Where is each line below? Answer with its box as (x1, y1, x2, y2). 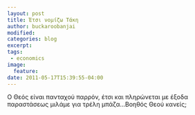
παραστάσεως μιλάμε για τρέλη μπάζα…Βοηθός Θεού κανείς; (7, 101, 187, 109)
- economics (10, 55, 45, 62)
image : (7, 61, 26, 68)
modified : (7, 29, 36, 36)
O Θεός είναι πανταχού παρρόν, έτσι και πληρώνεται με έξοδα (7, 93, 189, 101)
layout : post (7, 10, 45, 17)
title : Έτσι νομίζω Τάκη (7, 17, 79, 23)
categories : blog (7, 36, 57, 43)
